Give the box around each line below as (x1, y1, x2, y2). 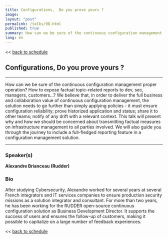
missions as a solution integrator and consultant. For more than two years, (5, 197, 158, 203)
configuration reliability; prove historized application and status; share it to (5, 108, 158, 114)
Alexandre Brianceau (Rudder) (5, 163, 70, 169)
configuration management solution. (5, 134, 80, 140)
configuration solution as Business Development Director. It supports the (5, 208, 155, 214)
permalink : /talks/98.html (5, 21, 61, 26)
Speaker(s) (5, 151, 33, 158)
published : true (5, 26, 39, 31)
